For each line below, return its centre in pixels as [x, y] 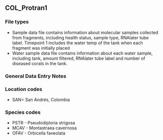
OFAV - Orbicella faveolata [39, 133]
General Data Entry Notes [36, 76]
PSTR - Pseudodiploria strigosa [44, 123]
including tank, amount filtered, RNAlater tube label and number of [79, 58]
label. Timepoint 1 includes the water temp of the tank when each [78, 43]
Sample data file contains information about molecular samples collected [85, 32]
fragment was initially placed [41, 48]
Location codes [24, 89]
